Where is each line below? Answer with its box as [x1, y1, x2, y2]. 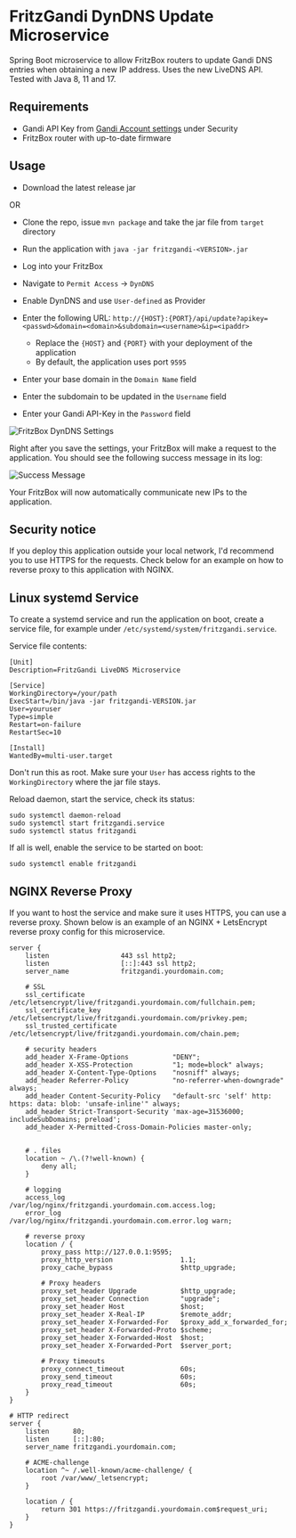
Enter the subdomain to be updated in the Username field [21, 390, 227, 402]
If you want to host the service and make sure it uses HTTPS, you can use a [9, 907, 287, 918]
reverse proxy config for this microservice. [9, 927, 165, 937]
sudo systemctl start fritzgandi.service [9, 819, 165, 828]
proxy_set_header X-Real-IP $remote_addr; [41, 1310, 233, 1319]
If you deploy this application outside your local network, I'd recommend [9, 545, 275, 556]
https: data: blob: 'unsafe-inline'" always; [9, 1100, 180, 1109]
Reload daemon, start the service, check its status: [9, 794, 196, 805]
